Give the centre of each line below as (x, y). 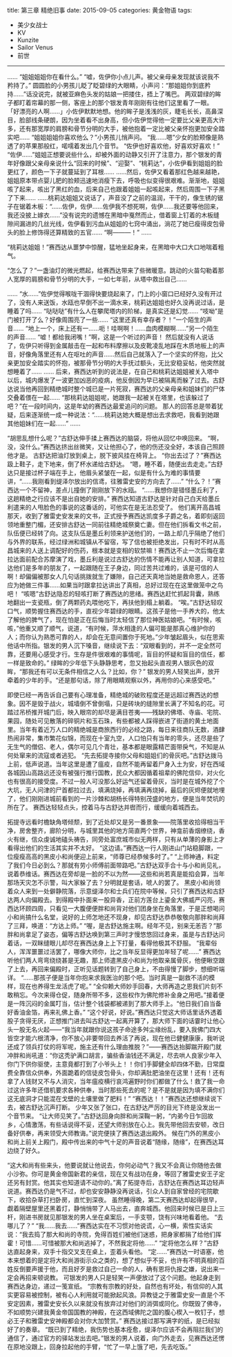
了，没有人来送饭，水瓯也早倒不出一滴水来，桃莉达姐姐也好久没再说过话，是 (116, 302)
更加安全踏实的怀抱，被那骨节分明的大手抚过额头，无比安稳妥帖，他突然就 (119, 363)
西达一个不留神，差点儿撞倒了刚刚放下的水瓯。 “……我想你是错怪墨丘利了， (114, 490)
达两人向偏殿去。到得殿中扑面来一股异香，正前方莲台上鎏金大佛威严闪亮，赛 (116, 900)
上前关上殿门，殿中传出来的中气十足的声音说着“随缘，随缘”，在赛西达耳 (122, 1142)
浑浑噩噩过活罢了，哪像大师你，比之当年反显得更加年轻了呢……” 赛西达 (120, 952)
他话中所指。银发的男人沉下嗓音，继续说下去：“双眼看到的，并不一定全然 (112, 646)
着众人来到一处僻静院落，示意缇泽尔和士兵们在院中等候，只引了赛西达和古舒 (116, 891)
